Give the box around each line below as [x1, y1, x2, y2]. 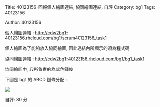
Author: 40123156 [5, 19, 41, 25]
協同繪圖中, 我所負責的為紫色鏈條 [5, 66, 73, 72]
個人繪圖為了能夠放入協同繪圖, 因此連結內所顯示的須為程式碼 [5, 45, 130, 51]
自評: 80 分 [5, 97, 28, 102]
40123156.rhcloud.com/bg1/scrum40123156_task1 [5, 35, 107, 41]
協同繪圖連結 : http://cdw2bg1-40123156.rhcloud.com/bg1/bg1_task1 [5, 56, 145, 62]
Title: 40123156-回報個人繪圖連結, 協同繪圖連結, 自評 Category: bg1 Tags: [5, 4, 155, 10]
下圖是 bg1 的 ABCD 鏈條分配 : [5, 77, 67, 82]
